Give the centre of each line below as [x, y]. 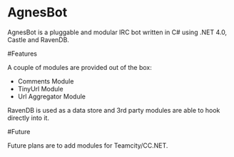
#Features [22, 54]
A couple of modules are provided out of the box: [80, 67]
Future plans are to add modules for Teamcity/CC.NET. [88, 145]
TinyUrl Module [40, 88]
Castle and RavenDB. [39, 39]
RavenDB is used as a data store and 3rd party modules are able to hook [114, 110]
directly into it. [29, 118]
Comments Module [46, 81]
